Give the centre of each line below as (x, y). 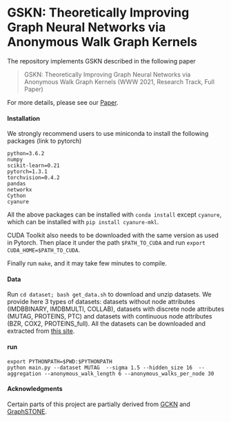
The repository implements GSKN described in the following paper (102, 61)
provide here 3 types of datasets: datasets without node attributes (101, 302)
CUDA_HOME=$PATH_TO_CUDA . (44, 250)
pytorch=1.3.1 (28, 172)
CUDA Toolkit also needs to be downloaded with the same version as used (113, 235)
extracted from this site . (41, 331)
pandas (17, 184)
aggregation (24, 374)
